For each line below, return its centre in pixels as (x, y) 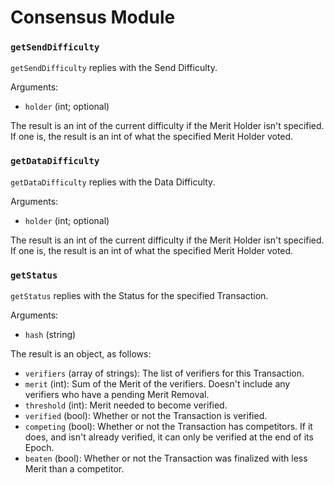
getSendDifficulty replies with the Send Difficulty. (114, 68)
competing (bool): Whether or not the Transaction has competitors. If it (168, 427)
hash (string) (50, 335)
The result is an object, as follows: (81, 354)
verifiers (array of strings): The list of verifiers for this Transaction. (164, 373)
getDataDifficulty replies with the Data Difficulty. (113, 182)
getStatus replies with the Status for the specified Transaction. (139, 296)
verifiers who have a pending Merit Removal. (117, 395)
